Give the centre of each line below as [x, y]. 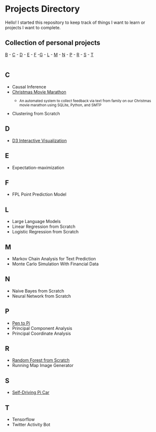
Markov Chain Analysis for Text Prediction [54, 259]
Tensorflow [23, 419]
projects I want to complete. [33, 27]
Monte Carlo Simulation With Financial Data [55, 264]
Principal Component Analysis [42, 328]
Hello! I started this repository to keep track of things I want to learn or [75, 22]
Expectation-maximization [38, 167]
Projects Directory [42, 9]
